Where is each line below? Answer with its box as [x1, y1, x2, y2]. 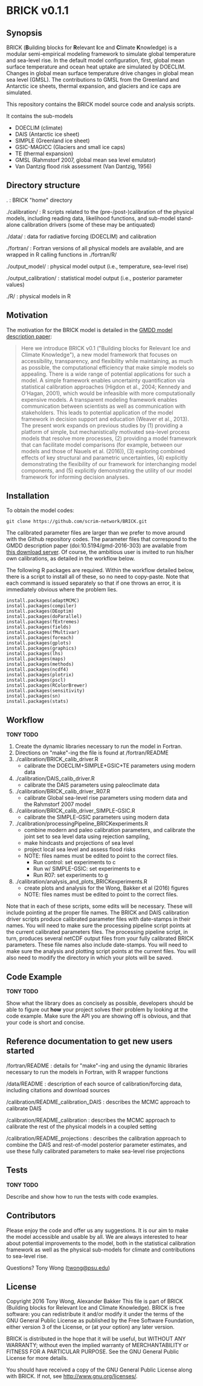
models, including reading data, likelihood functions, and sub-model [6, 215, 176, 222]
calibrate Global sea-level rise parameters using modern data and [24, 795, 188, 802]
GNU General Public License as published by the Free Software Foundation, [6, 1317, 195, 1324]
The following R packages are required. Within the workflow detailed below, [6, 567, 195, 574]
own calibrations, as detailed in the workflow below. [6, 555, 135, 562]
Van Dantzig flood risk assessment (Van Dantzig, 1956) [14, 163, 152, 170]
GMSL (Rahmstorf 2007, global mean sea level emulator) [14, 156, 156, 164]
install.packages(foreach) [6, 635, 74, 641]
